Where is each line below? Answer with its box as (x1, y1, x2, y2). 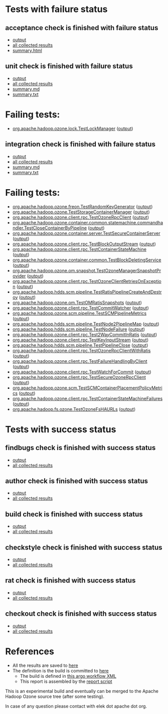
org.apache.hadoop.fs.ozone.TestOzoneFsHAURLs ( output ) (12, 406, 136, 412)
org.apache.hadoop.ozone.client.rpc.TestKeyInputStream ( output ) (12, 337, 149, 343)
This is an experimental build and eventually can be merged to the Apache (5, 688, 159, 694)
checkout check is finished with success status (5, 610, 157, 618)
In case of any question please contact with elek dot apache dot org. (5, 703, 147, 709)
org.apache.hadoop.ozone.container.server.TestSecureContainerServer (12, 230, 160, 236)
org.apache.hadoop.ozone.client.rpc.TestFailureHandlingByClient (12, 358, 147, 364)
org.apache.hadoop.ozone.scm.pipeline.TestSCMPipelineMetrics (12, 310, 147, 316)
